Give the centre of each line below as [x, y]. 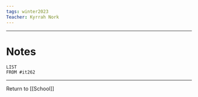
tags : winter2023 [27, 11]
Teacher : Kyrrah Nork [33, 17]
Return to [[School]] [30, 89]
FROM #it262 [21, 72]
